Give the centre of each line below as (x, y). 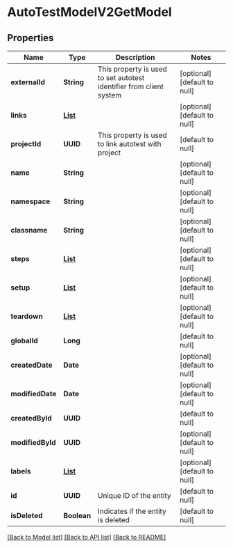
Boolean (77, 516)
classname (29, 230)
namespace (31, 201)
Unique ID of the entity (134, 495)
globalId (24, 340)
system (110, 95)
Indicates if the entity (132, 511)
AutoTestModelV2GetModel (89, 12)
